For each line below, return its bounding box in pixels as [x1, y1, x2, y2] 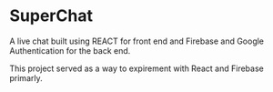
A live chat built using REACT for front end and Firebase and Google [9, 36, 265, 46]
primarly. [9, 72, 43, 83]
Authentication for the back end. [9, 45, 131, 56]
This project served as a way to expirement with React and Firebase [9, 63, 264, 74]
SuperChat [9, 5, 94, 26]
